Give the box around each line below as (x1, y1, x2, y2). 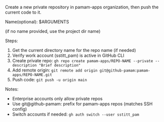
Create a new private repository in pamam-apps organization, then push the (5, 4, 159, 10)
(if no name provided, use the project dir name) (5, 28, 101, 34)
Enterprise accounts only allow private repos (12, 96, 103, 101)
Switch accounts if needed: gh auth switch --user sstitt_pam (12, 111, 139, 117)
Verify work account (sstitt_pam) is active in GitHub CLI (12, 52, 124, 58)
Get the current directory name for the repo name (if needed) (12, 48, 136, 53)
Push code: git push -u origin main (12, 77, 87, 82)
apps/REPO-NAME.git (12, 73, 53, 77)
